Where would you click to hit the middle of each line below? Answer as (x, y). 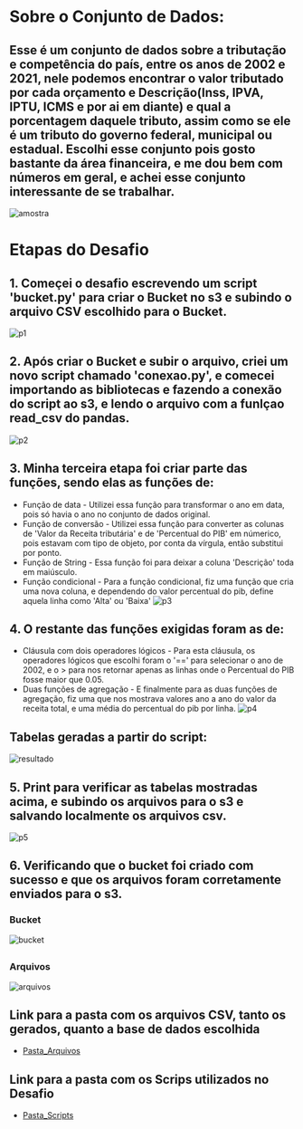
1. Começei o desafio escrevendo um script (133, 283)
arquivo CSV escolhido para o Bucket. (118, 311)
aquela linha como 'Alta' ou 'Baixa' (86, 600)
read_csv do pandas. (70, 418)
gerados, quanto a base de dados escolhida (135, 1029)
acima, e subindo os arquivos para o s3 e (127, 802)
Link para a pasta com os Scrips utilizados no (139, 1079)
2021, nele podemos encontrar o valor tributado (147, 78)
